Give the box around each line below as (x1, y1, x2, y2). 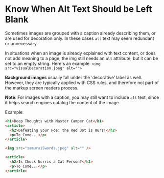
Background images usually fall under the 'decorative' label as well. (5, 74, 142, 80)
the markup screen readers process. (5, 85, 79, 90)
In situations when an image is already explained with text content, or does (5, 50, 156, 56)
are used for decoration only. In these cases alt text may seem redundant (5, 35, 154, 41)
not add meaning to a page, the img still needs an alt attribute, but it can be (5, 55, 158, 61)
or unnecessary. (5, 40, 38, 46)
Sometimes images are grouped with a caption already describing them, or (5, 30, 156, 36)
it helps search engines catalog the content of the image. (5, 99, 120, 105)
